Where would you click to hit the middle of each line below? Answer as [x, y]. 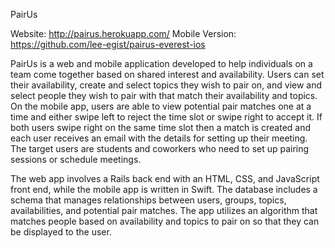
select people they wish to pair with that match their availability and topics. [164, 95]
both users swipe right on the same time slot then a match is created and [161, 127]
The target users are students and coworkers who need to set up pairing [160, 148]
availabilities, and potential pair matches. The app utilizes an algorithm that [164, 210]
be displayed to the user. [61, 232]
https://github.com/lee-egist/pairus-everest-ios [108, 44]
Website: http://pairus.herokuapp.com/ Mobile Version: [123, 33]
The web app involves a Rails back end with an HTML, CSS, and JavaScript [165, 178]
